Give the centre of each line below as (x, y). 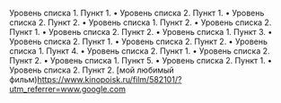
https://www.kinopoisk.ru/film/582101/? (110, 79)
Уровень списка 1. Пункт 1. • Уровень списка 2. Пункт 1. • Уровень (137, 13)
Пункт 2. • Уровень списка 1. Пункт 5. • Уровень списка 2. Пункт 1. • (140, 60)
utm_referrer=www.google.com (67, 89)
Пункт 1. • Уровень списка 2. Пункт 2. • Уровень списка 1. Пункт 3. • (141, 32)
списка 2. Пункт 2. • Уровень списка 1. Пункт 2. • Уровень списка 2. (140, 22)
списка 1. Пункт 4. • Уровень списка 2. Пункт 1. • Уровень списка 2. (140, 51)
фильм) (23, 79)
